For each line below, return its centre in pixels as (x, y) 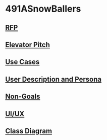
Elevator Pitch (28, 44)
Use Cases (22, 62)
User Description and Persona (54, 79)
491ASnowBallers (43, 9)
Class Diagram (29, 131)
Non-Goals (23, 97)
